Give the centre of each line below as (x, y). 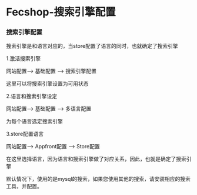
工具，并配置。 (24, 186)
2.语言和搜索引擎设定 (32, 96)
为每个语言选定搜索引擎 (34, 121)
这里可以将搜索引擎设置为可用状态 (47, 84)
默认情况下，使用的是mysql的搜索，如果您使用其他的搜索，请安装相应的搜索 (98, 179)
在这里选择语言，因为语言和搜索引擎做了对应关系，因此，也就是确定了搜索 (96, 159)
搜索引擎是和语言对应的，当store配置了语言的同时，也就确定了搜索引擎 (92, 46)
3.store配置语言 (25, 134)
